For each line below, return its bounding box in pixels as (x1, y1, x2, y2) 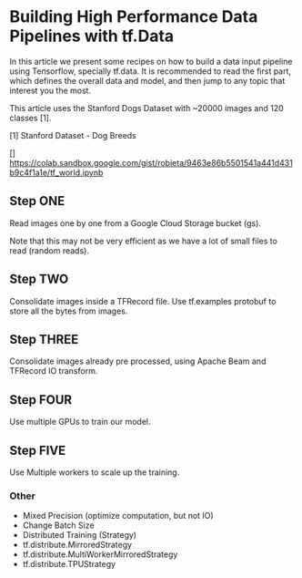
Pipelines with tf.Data (9, 26, 175, 46)
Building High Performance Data (9, 6, 258, 27)
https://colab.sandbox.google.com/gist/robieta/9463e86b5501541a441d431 (9, 157, 293, 168)
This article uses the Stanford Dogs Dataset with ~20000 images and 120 (9, 102, 284, 113)
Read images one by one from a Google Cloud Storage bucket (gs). (9, 217, 262, 229)
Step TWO (9, 272, 69, 287)
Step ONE (9, 193, 65, 209)
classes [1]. (9, 112, 52, 123)
